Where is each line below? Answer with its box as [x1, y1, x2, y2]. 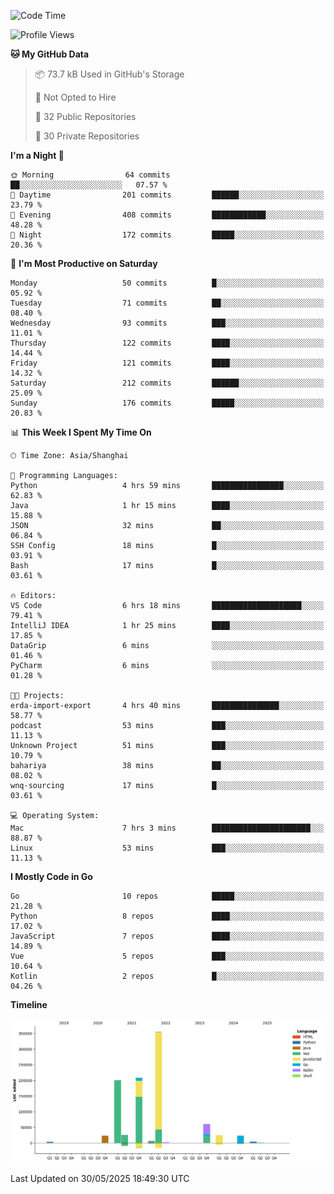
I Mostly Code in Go [10, 871, 93, 882]
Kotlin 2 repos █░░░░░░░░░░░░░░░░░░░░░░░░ [10, 971, 325, 981]
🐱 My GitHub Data [10, 48, 90, 60]
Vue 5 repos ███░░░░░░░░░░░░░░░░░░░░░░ [10, 951, 325, 961]
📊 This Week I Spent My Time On [10, 426, 152, 438]
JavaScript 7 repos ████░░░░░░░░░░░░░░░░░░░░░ [10, 931, 325, 941]
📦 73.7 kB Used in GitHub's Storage [34, 68, 185, 80]
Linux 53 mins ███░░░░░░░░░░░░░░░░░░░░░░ [10, 843, 325, 853]
